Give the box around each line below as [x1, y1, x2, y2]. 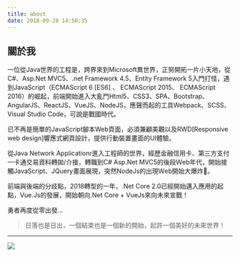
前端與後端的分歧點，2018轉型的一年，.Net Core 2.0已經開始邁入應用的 [7, 182, 218, 191]
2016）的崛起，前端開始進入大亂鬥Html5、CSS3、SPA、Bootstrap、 [7, 92, 209, 100]
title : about [7, 10, 46, 18]
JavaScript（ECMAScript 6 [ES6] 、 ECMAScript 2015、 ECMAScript [13, 83, 216, 92]
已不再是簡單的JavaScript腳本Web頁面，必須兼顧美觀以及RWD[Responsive [7, 125, 229, 134]
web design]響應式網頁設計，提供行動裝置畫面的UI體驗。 [7, 134, 176, 142]
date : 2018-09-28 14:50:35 [7, 17, 88, 24]
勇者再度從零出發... [7, 206, 64, 214]
